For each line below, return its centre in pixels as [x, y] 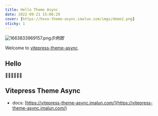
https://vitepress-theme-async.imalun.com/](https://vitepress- [90, 103]
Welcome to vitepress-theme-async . [42, 48]
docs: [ [19, 103]
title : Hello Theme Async [31, 10]
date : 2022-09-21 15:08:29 [33, 14]
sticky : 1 [15, 23]
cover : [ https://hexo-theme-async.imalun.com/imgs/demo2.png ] [70, 19]
